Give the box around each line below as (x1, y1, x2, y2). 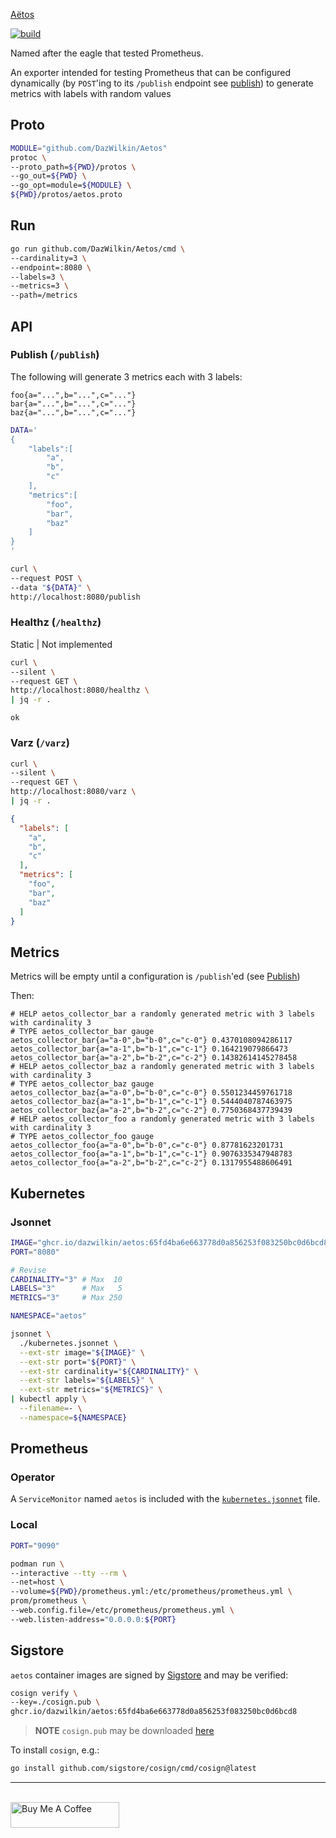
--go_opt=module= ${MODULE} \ (10, 180, 132, 191)
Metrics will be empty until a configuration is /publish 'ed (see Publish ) (10, 970, 301, 983)
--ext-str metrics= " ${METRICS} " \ (19, 1385, 163, 1395)
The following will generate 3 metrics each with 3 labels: (10, 370, 243, 383)
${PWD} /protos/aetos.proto (10, 190, 123, 200)
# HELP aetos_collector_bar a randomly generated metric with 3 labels (10, 1009, 315, 1019)
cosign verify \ (10, 1688, 78, 1698)
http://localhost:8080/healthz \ (10, 685, 150, 696)
